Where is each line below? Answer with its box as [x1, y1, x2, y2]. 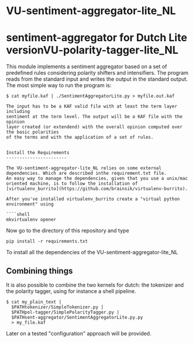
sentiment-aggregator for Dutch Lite [6, 31, 188, 45]
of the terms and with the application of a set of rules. [6, 134, 154, 141]
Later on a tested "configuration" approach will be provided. [6, 329, 152, 337]
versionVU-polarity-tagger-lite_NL [6, 44, 179, 57]
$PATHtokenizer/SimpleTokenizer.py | [11, 304, 104, 310]
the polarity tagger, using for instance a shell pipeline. [6, 287, 136, 295]
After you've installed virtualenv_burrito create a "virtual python [6, 196, 180, 202]
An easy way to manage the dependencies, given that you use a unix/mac [6, 175, 188, 182]
